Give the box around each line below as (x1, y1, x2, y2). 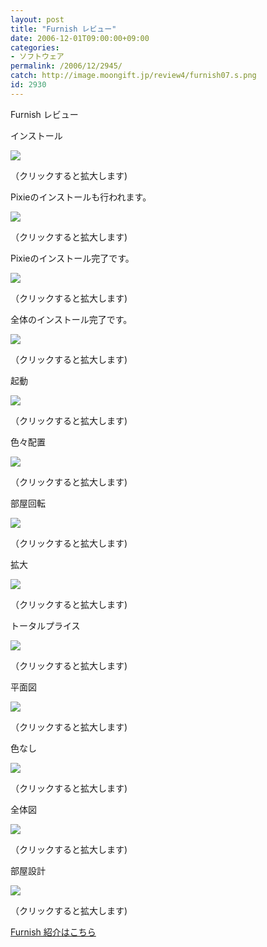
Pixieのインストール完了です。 (10, 252, 135, 264)
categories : (10, 42, 60, 53)
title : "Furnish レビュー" (10, 24, 117, 34)
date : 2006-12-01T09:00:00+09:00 (10, 33, 150, 43)
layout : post (10, 14, 65, 25)
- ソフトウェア (10, 52, 65, 62)
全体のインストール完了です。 (10, 313, 133, 325)
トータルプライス (10, 619, 81, 631)
